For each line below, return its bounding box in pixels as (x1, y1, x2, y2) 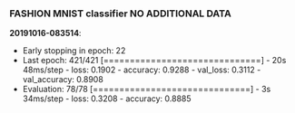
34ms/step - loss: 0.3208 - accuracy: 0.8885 (22, 93, 192, 104)
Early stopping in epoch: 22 (22, 45, 126, 56)
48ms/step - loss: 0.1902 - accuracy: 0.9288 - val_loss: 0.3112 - (22, 64, 261, 75)
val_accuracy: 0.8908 (22, 74, 104, 85)
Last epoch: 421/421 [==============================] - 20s (22, 55, 287, 66)
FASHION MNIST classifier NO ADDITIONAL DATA (9, 7, 231, 20)
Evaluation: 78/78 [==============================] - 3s (22, 84, 271, 95)
